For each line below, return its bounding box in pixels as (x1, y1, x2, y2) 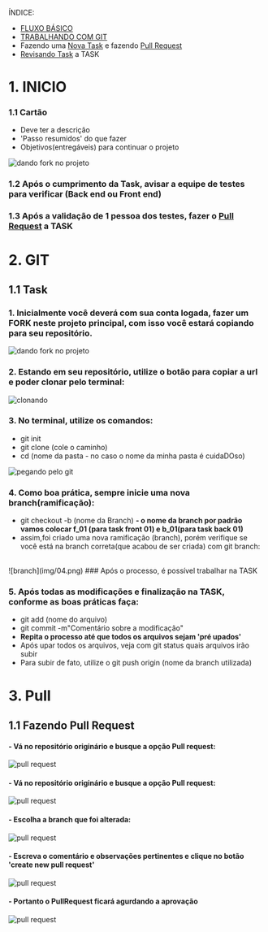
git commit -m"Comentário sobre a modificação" (19, 623, 184, 633)
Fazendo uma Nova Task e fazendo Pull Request (19, 41, 183, 50)
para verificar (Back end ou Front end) (8, 189, 162, 200)
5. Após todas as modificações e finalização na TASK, (8, 586, 225, 597)
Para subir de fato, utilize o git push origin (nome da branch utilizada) (19, 658, 252, 668)
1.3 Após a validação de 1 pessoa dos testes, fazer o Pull (8, 210, 234, 222)
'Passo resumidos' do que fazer (19, 134, 128, 144)
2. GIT (8, 250, 50, 269)
